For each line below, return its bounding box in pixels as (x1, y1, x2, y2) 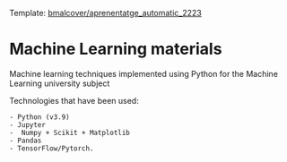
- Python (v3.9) (9, 112, 70, 122)
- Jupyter (9, 120, 47, 129)
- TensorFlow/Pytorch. (9, 143, 94, 153)
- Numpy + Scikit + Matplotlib (9, 128, 130, 137)
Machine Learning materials (9, 39, 222, 59)
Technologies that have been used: (9, 95, 139, 106)
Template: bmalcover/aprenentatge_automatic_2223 (9, 8, 202, 18)
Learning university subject (9, 78, 110, 89)
